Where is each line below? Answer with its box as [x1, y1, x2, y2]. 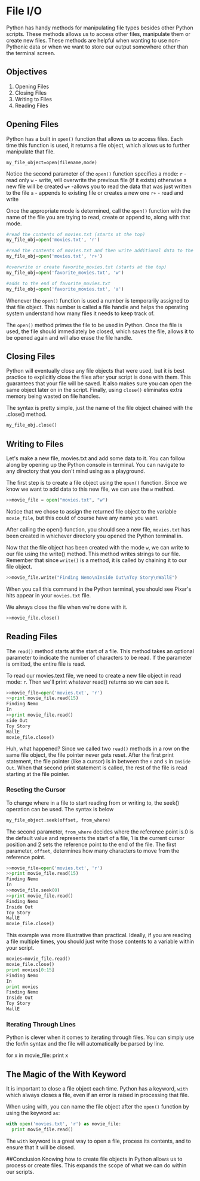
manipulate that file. [6, 148, 55, 155]
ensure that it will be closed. [6, 1143, 76, 1151]
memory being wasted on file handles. [6, 392, 100, 400]
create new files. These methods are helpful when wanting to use [6, 37, 167, 44]
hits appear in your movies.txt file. [6, 591, 91, 599]
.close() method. [6, 410, 47, 418]
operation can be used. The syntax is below [6, 805, 114, 812]
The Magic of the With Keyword [6, 1069, 127, 1079]
